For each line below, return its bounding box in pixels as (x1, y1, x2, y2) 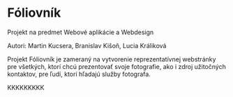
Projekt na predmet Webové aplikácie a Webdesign (7, 28, 154, 36)
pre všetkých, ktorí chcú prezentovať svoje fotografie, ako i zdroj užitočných (7, 62, 227, 70)
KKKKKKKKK (7, 83, 45, 91)
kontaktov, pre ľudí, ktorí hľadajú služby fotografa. (7, 70, 151, 78)
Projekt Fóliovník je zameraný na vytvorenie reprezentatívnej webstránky (7, 54, 216, 64)
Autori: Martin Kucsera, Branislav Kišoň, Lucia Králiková (7, 41, 167, 50)
